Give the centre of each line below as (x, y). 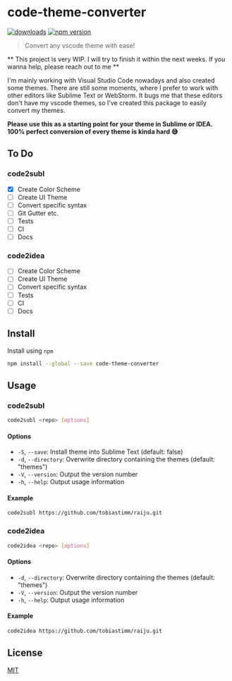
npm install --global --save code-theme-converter (83, 363)
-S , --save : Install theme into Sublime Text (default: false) (100, 452)
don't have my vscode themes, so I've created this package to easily (107, 102)
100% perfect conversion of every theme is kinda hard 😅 (93, 131)
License (25, 653)
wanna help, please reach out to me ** (63, 66)
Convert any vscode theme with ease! (80, 45)
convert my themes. (36, 110)
